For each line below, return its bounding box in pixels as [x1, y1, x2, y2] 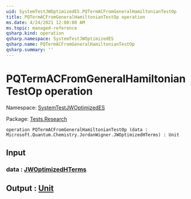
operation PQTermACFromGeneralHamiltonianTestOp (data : [6, 127, 148, 133]
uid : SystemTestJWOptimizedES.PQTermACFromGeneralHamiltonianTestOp [6, 8, 177, 15]
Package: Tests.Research [6, 115, 67, 122]
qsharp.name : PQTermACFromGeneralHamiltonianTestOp [6, 42, 135, 48]
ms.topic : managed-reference [6, 25, 77, 31]
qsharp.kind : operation [6, 31, 64, 36]
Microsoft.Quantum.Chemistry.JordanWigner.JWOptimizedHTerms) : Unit [6, 131, 180, 138]
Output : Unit [6, 183, 54, 194]
